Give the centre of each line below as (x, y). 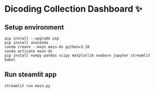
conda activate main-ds (29, 51)
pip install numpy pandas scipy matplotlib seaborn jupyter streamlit (77, 56)
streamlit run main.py (27, 86)
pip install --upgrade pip (32, 38)
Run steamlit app (31, 75)
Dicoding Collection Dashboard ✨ (73, 9)
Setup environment (34, 27)
